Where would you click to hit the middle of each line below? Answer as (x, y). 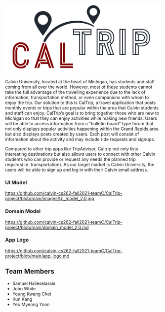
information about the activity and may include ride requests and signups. (80, 139)
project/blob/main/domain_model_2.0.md (47, 227)
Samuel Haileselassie (34, 283)
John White (24, 288)
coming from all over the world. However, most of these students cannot (79, 87)
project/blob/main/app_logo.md (37, 256)
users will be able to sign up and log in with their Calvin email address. (77, 170)
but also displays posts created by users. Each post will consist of (72, 134)
